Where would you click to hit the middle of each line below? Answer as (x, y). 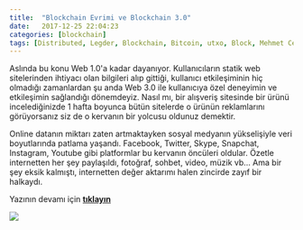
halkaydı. (26, 182)
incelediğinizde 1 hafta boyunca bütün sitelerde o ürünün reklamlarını (137, 107)
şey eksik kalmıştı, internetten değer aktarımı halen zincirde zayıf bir (136, 172)
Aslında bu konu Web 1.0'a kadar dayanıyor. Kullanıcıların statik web (135, 69)
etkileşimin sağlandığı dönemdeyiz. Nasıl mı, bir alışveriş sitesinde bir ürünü (150, 97)
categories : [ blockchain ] (58, 34)
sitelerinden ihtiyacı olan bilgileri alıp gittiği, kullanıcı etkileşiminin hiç (136, 78)
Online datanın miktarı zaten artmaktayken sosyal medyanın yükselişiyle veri (151, 134)
